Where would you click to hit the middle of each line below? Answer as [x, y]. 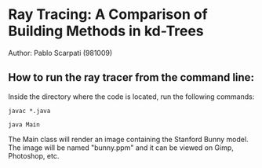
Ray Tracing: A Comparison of [108, 15]
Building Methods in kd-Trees [106, 31]
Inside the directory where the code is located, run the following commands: [131, 97]
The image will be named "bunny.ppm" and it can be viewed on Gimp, [121, 148]
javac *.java [29, 111]
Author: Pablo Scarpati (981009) [60, 53]
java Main [24, 124]
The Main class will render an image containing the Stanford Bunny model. [128, 139]
